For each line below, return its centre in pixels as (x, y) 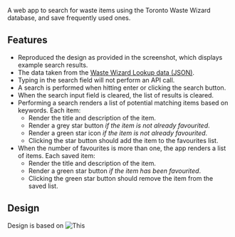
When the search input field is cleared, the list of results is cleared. (116, 95)
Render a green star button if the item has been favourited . (115, 171)
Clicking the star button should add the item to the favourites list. (123, 140)
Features (27, 40)
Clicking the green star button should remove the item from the (121, 178)
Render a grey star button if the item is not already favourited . (119, 125)
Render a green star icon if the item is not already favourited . (118, 133)
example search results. (53, 65)
